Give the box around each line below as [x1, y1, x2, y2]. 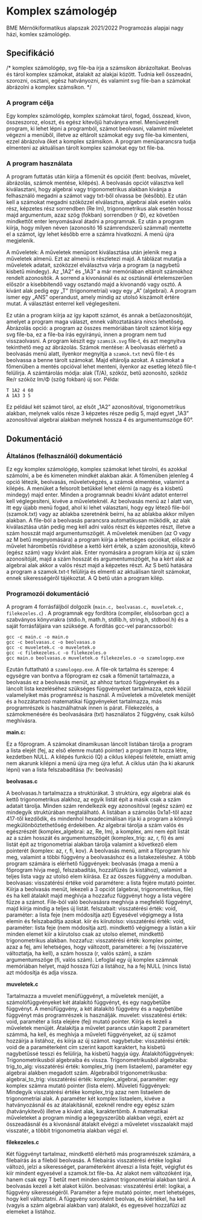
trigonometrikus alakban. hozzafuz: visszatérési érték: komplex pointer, [6, 937, 184, 944]
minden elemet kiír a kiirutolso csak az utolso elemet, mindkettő [6, 930, 164, 938]
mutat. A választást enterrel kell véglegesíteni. [6, 300, 121, 307]
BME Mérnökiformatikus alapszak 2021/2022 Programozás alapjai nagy [6, 24, 184, 31]
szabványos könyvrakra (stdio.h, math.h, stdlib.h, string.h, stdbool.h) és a [6, 616, 189, 623]
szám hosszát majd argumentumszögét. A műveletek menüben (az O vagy [6, 530, 191, 537]
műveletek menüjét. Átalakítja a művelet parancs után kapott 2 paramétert [6, 1025, 190, 1032]
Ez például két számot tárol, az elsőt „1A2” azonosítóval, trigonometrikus [6, 403, 186, 411]
